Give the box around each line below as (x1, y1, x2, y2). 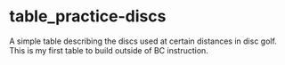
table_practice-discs (9, 6, 167, 27)
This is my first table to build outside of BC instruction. (9, 45, 209, 55)
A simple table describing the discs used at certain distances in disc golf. (9, 36, 278, 46)
